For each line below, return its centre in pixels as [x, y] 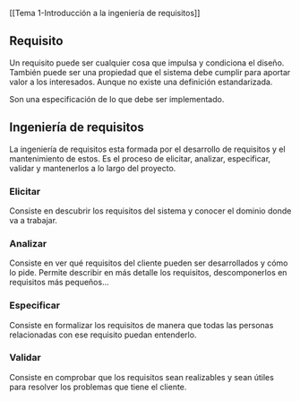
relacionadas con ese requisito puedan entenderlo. [103, 335]
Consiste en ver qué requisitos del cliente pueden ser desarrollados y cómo [149, 263]
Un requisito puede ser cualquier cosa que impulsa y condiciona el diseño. [147, 63]
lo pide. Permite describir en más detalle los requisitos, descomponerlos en [148, 273]
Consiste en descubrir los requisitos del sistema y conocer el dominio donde [150, 211]
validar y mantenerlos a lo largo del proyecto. [93, 168]
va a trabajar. [34, 220]
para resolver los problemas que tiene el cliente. [98, 387]
